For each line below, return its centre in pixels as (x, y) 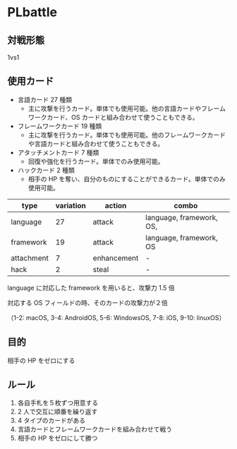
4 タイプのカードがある (51, 421)
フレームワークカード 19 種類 (60, 126)
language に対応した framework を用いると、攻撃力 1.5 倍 (91, 288)
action (116, 205)
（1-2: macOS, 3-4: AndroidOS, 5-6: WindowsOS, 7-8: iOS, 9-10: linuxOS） (116, 317)
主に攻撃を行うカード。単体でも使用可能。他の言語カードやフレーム (127, 108)
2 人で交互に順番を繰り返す (57, 412)
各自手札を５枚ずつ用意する (58, 403)
